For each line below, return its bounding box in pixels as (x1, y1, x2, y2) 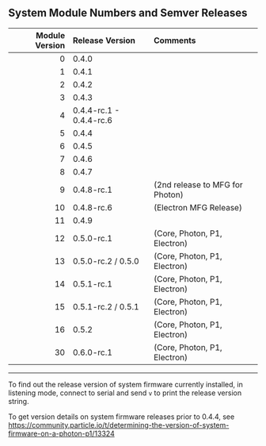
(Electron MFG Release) (154, 202, 243, 213)
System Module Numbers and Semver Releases (8, 6, 248, 20)
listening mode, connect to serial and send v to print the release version (8, 388, 242, 398)
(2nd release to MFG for (154, 179, 243, 190)
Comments (154, 35, 196, 46)
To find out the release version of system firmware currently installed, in (8, 379, 243, 389)
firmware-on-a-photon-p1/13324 (8, 429, 115, 438)
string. (8, 396, 29, 406)
